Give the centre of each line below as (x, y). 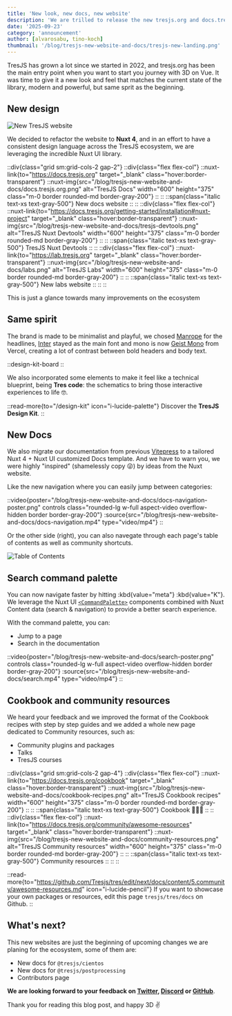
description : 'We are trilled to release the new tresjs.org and (103, 20)
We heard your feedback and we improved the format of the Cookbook (108, 717)
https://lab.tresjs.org (61, 255)
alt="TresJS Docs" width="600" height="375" (148, 189)
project (17, 218)
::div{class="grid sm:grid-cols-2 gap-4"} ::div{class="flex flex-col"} (104, 773)
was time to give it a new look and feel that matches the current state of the (115, 80)
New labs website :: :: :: (74, 284)
